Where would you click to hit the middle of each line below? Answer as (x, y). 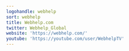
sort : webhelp (23, 17)
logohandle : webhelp (31, 11)
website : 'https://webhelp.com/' (47, 33)
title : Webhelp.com (30, 22)
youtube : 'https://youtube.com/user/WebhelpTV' (65, 39)
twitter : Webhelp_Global (36, 28)
